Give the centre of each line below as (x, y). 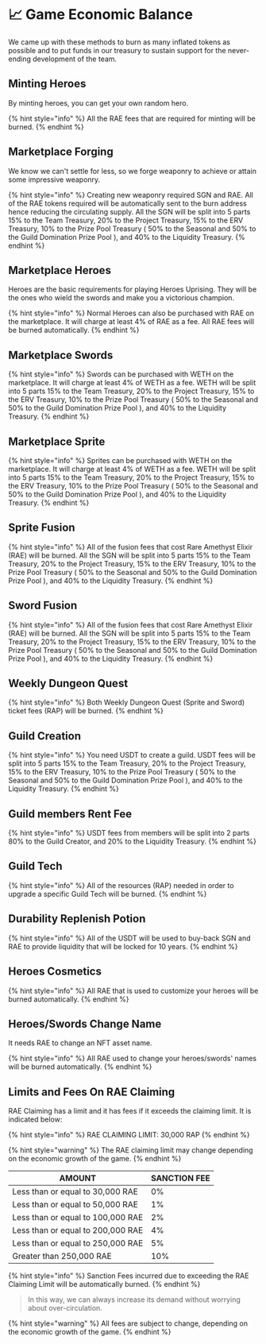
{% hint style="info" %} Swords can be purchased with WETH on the (121, 374)
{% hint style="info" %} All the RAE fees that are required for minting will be (132, 118)
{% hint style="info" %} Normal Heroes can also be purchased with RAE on (131, 313)
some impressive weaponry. (54, 180)
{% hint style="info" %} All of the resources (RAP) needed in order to (121, 885)
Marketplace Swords (61, 355)
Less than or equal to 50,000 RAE (75, 1205)
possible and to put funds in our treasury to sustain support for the (117, 50)
